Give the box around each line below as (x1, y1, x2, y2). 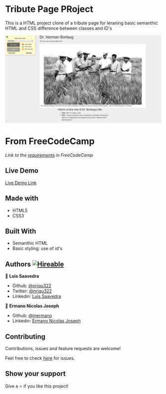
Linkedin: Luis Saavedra (12, 294, 61, 299)
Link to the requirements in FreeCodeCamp (5, 152, 93, 158)
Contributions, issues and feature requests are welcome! (5, 345, 121, 351)
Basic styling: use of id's (12, 245, 63, 252)
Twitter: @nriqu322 (12, 288, 52, 294)
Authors (5, 260, 31, 268)
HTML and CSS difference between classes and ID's (5, 25, 112, 31)
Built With (5, 227, 36, 235)
